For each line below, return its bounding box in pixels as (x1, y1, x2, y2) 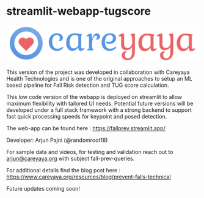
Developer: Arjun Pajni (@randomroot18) (6, 136, 108, 144)
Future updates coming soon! (6, 185, 81, 193)
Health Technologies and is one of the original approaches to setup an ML (6, 75, 193, 82)
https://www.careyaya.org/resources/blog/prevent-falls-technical (6, 173, 171, 181)
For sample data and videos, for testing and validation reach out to (6, 148, 173, 156)
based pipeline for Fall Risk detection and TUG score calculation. (6, 81, 169, 89)
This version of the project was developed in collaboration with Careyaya (6, 68, 190, 76)
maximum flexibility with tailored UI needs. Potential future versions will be (6, 100, 194, 108)
